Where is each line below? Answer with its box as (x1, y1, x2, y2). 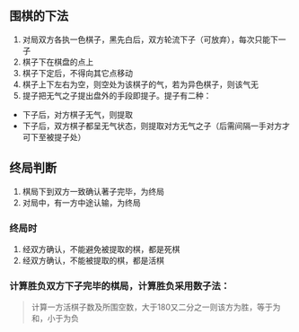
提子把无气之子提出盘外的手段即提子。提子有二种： (22, 90, 212, 100)
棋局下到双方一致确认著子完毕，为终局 (22, 186, 164, 197)
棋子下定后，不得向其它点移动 (22, 67, 133, 78)
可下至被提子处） (22, 131, 86, 142)
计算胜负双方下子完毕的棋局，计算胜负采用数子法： (9, 279, 231, 292)
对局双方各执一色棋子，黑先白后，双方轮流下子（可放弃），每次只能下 (22, 34, 278, 45)
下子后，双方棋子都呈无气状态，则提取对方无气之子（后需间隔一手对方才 (22, 120, 290, 131)
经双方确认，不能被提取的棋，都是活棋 (22, 255, 164, 266)
